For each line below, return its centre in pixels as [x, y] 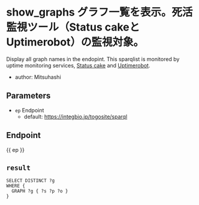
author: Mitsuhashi [38, 77]
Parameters [28, 96]
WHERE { [16, 186]
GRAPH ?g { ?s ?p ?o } [40, 191]
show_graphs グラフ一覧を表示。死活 [99, 12]
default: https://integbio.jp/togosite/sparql [76, 117]
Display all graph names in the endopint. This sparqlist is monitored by [93, 59]
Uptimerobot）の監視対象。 [75, 42]
